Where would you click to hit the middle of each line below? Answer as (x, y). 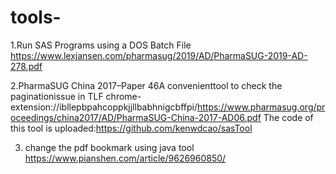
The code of (288, 117)
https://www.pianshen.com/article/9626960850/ (125, 158)
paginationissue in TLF (57, 96)
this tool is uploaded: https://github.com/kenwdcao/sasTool (131, 128)
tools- (36, 17)
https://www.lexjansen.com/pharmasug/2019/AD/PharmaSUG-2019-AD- (159, 55)
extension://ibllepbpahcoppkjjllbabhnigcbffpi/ (104, 107)
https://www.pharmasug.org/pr (261, 107)
